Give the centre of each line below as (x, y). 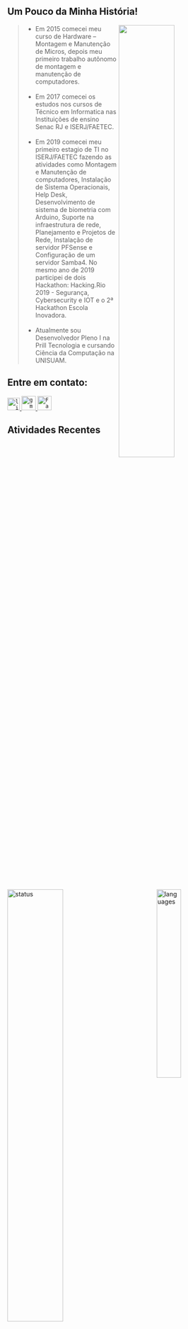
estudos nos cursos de (69, 104)
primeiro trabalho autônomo (76, 59)
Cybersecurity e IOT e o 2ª (74, 300)
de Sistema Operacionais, (72, 187)
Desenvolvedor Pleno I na (72, 338)
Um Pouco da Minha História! (73, 12)
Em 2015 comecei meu (68, 28)
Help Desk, (51, 194)
